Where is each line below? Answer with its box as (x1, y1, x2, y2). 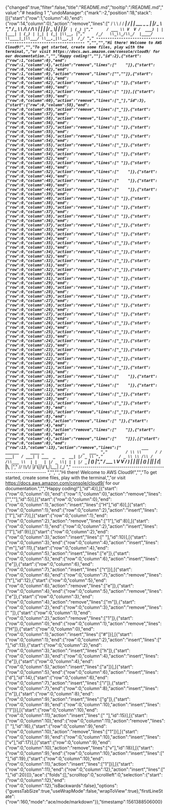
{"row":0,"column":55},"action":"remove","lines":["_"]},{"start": (5, 142, 151, 147)
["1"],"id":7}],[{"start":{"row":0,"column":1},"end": (5, 513, 108, 518)
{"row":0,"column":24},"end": (5, 325, 70, 330)
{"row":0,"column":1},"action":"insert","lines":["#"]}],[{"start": (5, 632, 133, 637)
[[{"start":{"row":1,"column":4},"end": (5, 15, 83, 21)
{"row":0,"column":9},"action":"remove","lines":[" (5, 418, 117, 424)
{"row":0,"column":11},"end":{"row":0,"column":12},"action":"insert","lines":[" (5, 766, 165, 772)
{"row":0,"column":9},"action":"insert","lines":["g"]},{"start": (5, 696, 131, 702)
